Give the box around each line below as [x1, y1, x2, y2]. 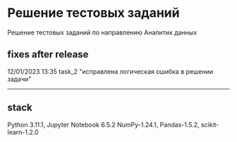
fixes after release [7, 49, 89, 60]
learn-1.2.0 [7, 128, 39, 136]
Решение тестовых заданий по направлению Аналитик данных [7, 28, 197, 37]
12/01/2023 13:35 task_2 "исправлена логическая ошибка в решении [7, 67, 214, 75]
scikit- [200, 120, 219, 129]
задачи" [7, 75, 32, 83]
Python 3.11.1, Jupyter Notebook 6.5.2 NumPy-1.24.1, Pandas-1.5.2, [7, 120, 200, 129]
